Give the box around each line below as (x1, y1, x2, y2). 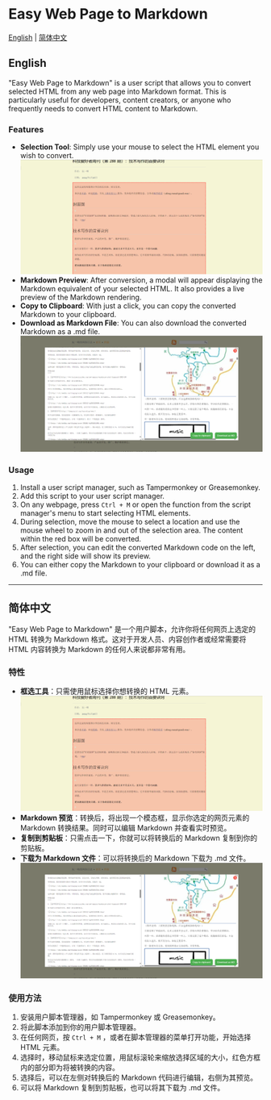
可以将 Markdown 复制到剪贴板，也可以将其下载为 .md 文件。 (19, 1083, 225, 1093)
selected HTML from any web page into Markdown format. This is (8, 86, 227, 96)
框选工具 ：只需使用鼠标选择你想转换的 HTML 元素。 (19, 687, 194, 696)
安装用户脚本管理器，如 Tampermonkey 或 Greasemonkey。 (19, 1012, 220, 1022)
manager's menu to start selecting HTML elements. (19, 508, 191, 518)
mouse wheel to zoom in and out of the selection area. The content (19, 525, 244, 535)
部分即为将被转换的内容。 (34, 1063, 119, 1073)
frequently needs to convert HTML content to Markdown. (8, 103, 198, 113)
